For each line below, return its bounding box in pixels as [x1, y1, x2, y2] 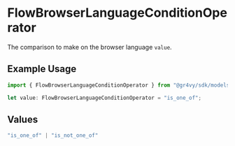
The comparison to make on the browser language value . [7, 43, 173, 51]
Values [7, 113, 38, 125]
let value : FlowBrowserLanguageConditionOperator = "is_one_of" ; [7, 94, 201, 101]
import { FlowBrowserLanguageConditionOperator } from [7, 82, 171, 89]
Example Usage [7, 63, 77, 75]
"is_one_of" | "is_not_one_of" [7, 132, 99, 139]
